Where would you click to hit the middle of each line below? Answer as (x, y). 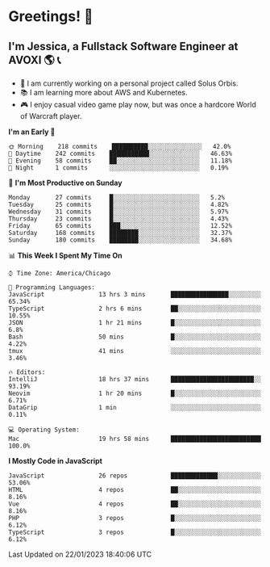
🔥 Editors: (27, 372)
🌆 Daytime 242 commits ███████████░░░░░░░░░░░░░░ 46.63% (120, 153)
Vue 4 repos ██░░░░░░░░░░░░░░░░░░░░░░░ (135, 504)
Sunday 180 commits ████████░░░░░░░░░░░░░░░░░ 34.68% (120, 240)
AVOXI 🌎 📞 (35, 60)
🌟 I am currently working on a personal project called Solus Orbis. (129, 83)
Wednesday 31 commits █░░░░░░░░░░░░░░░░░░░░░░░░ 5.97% (118, 212)
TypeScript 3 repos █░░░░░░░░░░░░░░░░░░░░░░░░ (135, 532)
